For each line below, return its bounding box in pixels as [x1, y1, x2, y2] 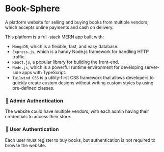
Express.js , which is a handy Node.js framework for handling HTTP [12, 49, 149, 54]
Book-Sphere [5, 3, 60, 14]
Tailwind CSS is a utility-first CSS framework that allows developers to [12, 75, 154, 80]
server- [144, 64, 160, 70]
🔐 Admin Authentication [5, 97, 64, 104]
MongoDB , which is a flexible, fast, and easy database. [12, 43, 119, 49]
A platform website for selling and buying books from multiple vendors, [5, 19, 149, 25]
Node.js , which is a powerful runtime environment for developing [12, 64, 143, 70]
